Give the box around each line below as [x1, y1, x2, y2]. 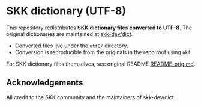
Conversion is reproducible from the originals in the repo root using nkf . [14, 48, 193, 55]
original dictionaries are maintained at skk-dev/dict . [6, 30, 133, 37]
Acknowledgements [6, 78, 83, 88]
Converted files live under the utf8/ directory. [14, 42, 128, 49]
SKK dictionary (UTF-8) [6, 4, 127, 18]
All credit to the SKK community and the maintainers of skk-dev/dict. [6, 93, 176, 100]
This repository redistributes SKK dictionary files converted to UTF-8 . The [6, 24, 193, 31]
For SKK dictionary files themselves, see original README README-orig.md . [6, 60, 196, 67]
